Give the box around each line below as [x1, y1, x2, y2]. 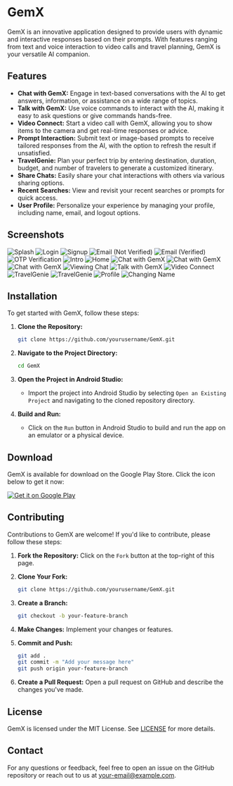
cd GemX [17, 363, 40, 370]
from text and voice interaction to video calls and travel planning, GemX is [7, 42, 221, 51]
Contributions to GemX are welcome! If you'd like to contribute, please [7, 530, 211, 539]
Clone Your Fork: [17, 572, 68, 581]
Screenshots [7, 229, 65, 241]
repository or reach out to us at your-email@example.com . [7, 771, 177, 779]
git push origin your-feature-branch [17, 665, 128, 672]
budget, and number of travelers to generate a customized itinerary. [17, 163, 214, 172]
